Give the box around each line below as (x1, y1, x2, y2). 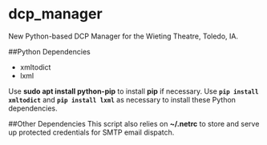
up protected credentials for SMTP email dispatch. (8, 127, 175, 137)
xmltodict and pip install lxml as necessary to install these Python (8, 95, 237, 104)
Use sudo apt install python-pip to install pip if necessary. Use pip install (8, 86, 259, 96)
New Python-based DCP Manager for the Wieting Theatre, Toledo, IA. (8, 31, 239, 41)
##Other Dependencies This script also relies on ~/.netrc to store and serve (8, 119, 260, 128)
